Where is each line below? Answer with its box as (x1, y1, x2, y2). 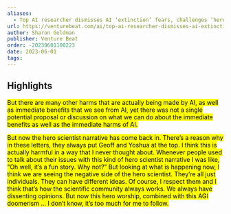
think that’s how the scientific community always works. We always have (7, 185, 213, 193)
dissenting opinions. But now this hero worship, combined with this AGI (7, 191, 208, 200)
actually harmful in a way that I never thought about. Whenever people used (7, 148, 222, 156)
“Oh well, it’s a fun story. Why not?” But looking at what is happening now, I (7, 163, 220, 171)
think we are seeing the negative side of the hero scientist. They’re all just (7, 169, 216, 178)
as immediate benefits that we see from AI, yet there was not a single (7, 106, 203, 114)
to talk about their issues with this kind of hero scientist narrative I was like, (7, 155, 220, 163)
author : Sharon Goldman (7, 29, 76, 36)
